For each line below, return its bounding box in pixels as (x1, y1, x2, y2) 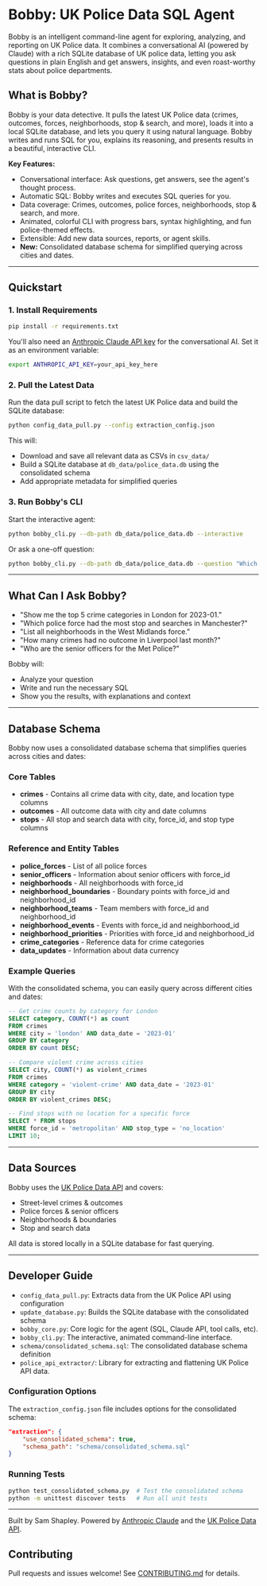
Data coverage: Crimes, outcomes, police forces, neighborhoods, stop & (19, 199, 257, 209)
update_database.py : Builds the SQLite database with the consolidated (19, 1307, 249, 1317)
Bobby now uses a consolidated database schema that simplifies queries (8, 743, 247, 752)
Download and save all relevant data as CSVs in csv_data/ (19, 451, 210, 461)
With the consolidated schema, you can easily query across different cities (8, 983, 253, 992)
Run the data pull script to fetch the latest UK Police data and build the (8, 397, 238, 407)
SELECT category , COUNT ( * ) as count (8, 1015, 130, 1023)
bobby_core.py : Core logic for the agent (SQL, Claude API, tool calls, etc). (19, 1324, 258, 1333)
